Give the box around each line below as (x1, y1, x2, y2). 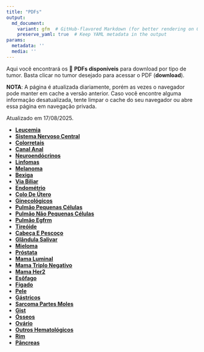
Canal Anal (15, 145, 44, 152)
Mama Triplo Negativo (15, 262, 73, 269)
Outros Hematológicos (15, 326, 74, 333)
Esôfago (15, 274, 37, 282)
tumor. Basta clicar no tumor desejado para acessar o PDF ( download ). (6, 71, 185, 79)
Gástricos (15, 294, 41, 301)
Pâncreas (15, 339, 40, 346)
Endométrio (15, 184, 46, 191)
